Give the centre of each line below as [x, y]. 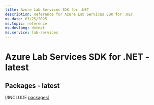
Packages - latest [32, 86]
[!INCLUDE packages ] [27, 97]
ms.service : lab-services [31, 33]
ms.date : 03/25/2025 [26, 19]
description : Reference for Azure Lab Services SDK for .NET [69, 14]
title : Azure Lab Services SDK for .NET [47, 10]
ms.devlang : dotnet [25, 28]
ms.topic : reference [26, 23]
